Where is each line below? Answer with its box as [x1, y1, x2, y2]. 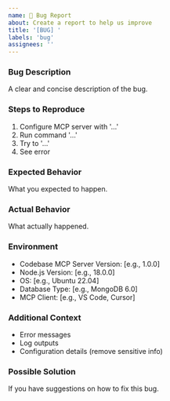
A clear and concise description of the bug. [8, 84, 148, 94]
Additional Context [8, 312, 81, 323]
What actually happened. [8, 221, 89, 231]
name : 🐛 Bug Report [8, 11, 72, 20]
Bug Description [8, 67, 71, 78]
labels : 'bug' [8, 33, 55, 42]
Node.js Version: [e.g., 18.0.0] [19, 268, 115, 277]
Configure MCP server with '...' [19, 122, 119, 131]
